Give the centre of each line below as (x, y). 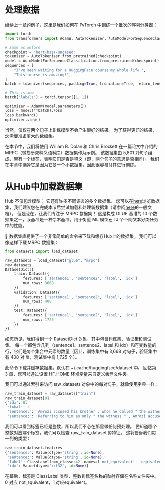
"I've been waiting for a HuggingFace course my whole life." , (80, 70)
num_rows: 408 (37, 301)
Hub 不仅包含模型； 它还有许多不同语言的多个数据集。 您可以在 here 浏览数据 (82, 201)
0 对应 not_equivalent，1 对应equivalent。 (47, 482)
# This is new (20, 93)
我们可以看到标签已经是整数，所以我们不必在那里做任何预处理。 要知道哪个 (81, 426)
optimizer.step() (23, 120)
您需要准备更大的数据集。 (31, 136)
